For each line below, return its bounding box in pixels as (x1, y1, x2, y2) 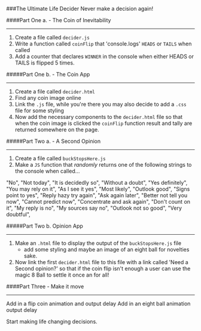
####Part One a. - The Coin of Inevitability (6, 17, 111, 23)
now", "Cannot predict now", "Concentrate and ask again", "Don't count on (6, 198, 190, 205)
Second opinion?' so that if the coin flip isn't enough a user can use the (14, 265, 191, 272)
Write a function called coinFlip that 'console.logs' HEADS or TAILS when (14, 40, 192, 47)
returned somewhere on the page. (14, 126, 100, 133)
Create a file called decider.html (14, 88, 95, 95)
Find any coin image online (14, 94, 82, 101)
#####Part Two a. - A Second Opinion (6, 137, 100, 145)
